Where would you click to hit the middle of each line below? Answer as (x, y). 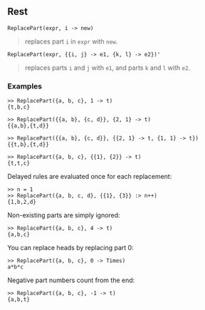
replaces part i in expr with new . (71, 41)
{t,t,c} (19, 163)
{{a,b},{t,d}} (28, 126)
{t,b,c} (19, 107)
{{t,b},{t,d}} (28, 145)
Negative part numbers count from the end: (71, 280)
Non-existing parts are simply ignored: (64, 215)
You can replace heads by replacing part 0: (70, 248)
